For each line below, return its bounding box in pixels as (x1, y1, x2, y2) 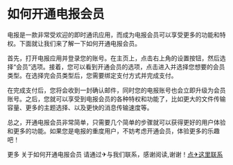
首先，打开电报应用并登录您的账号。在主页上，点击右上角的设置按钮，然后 (7, 53, 220, 62)
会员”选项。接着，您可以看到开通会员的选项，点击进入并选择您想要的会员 (16, 62, 225, 71)
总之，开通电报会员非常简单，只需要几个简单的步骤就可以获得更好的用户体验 (7, 118, 226, 126)
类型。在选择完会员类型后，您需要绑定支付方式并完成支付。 (7, 71, 178, 80)
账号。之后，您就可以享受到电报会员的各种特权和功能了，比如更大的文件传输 (7, 94, 226, 103)
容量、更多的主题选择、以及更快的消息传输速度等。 (7, 103, 153, 112)
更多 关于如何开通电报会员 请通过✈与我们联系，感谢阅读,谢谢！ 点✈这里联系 (7, 150, 223, 158)
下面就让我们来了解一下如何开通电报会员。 (19, 39, 141, 47)
